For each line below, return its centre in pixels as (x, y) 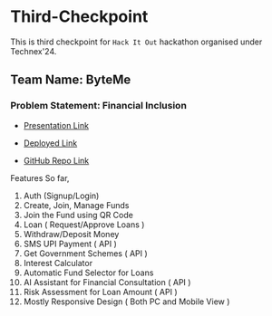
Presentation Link (56, 125)
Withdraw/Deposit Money (71, 234)
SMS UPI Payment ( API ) (70, 244)
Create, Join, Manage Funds (76, 205)
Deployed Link (50, 143)
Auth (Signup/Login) (61, 196)
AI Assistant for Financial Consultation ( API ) (107, 282)
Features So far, (40, 177)
